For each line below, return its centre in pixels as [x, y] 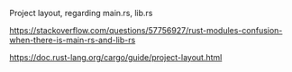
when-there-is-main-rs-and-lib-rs [73, 40]
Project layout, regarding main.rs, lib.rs [81, 13]
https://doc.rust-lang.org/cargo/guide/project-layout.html [116, 57]
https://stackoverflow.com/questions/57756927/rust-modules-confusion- [146, 30]
